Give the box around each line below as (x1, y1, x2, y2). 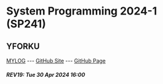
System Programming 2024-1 (6, 4, 157, 18)
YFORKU (6, 41, 40, 51)
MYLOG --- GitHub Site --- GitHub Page (6, 57, 106, 64)
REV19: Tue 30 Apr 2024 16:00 (6, 71, 86, 78)
